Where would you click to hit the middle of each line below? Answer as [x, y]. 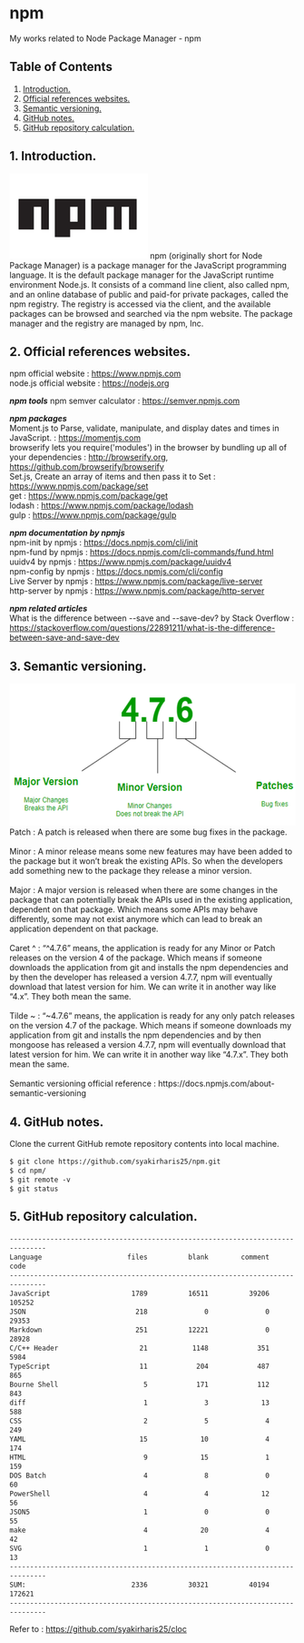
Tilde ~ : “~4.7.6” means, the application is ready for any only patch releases [152, 1016]
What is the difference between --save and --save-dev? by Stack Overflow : [152, 618]
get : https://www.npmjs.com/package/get [89, 496]
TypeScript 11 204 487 [140, 1366]
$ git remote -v [40, 1180]
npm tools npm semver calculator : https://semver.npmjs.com [125, 401]
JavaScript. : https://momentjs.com [75, 438]
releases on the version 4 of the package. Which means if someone [136, 958]
